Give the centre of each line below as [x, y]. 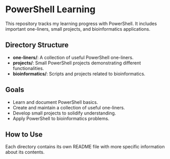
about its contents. [25, 152]
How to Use [24, 134]
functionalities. [28, 68]
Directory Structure [37, 45]
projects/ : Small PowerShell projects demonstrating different [77, 63]
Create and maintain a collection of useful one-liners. [69, 107]
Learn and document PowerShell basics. [55, 102]
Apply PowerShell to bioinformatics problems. [61, 118]
